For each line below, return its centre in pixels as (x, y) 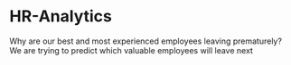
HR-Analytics (61, 16)
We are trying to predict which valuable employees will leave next (131, 50)
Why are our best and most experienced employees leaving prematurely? (146, 41)
